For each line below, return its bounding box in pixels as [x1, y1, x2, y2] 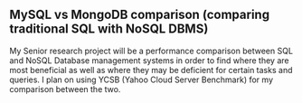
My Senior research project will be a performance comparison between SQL [9, 45, 294, 56]
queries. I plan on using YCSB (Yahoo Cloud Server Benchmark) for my [9, 74, 274, 85]
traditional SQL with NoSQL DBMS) [9, 22, 209, 37]
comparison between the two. [9, 83, 121, 94]
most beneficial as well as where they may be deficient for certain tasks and [9, 64, 293, 75]
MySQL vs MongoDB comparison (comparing [9, 7, 269, 23]
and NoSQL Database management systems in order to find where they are [9, 54, 289, 66]
